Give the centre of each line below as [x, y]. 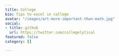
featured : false [22, 37]
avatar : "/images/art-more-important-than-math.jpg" [60, 19]
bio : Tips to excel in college [37, 14]
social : [13, 23]
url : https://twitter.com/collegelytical [52, 32]
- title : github [22, 28]
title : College [21, 10]
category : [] [18, 42]
